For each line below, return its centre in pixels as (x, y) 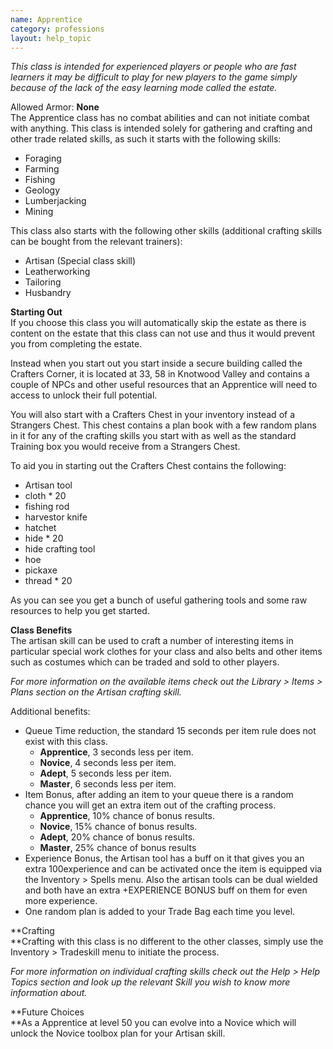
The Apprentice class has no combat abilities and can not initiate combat (160, 118)
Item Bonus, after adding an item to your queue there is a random (159, 795)
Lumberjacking (55, 201)
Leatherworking (57, 272)
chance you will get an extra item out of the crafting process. (150, 805)
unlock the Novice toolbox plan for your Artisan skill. (118, 1033)
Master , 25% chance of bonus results (118, 848)
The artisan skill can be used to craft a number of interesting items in (152, 641)
